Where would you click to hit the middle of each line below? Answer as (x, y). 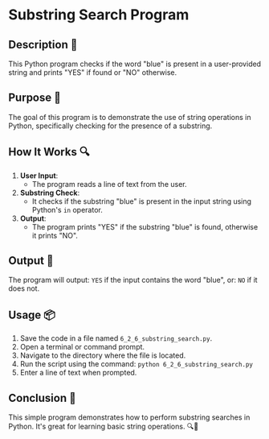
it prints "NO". (55, 235)
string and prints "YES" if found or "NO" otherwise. (93, 72)
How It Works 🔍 (49, 152)
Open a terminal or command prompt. (82, 347)
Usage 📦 (32, 315)
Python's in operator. (67, 209)
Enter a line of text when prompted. (78, 373)
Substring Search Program (99, 15)
